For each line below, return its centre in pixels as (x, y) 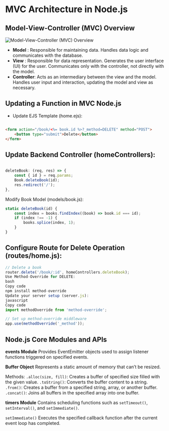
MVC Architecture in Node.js (67, 9)
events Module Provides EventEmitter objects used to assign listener (77, 351)
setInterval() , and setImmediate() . (42, 408)
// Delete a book (23, 267)
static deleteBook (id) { (31, 209)
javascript (17, 300)
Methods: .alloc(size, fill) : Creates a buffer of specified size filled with (83, 377)
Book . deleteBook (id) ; (37, 180)
